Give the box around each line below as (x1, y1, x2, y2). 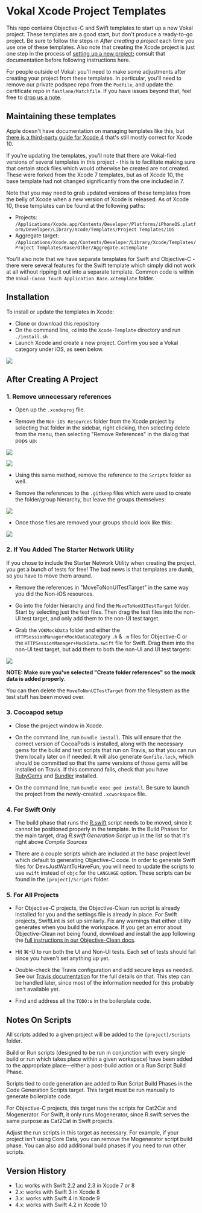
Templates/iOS (139, 227, 175, 233)
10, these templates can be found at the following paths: (6, 202, 146, 209)
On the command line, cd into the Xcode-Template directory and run (14, 326, 181, 333)
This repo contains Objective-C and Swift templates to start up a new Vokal (6, 24, 193, 31)
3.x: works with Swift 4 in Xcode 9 (14, 1195, 101, 1202)
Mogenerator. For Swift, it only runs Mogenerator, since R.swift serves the (6, 1111, 190, 1118)
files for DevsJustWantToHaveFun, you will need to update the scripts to (14, 863, 195, 870)
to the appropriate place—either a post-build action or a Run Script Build (6, 1062, 186, 1069)
